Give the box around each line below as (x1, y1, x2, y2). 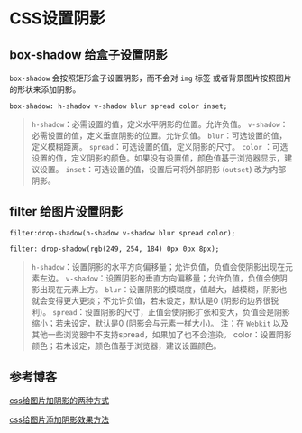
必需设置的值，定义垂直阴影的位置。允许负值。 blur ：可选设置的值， (31, 130, 288, 141)
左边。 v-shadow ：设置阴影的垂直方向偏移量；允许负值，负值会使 (39, 272, 280, 283)
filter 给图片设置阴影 (9, 204, 124, 219)
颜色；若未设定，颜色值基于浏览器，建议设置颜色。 (31, 340, 222, 351)
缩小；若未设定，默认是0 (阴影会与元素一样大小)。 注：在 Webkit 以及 (31, 318, 289, 328)
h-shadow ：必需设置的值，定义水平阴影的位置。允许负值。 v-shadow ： (31, 119, 288, 129)
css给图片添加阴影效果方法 (9, 414, 110, 425)
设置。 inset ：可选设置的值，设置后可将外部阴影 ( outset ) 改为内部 (39, 164, 287, 174)
